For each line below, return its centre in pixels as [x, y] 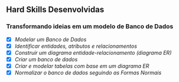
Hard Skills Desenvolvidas [55, 10]
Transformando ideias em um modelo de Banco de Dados [90, 27]
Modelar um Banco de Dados [51, 39]
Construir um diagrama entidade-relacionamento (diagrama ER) [93, 53]
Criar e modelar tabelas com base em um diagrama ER [82, 66]
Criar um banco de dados [46, 59]
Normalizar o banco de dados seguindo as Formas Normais [88, 73]
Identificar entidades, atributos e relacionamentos [76, 46]
